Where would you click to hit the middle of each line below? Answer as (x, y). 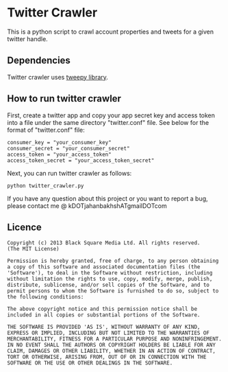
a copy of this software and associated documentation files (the (104, 267)
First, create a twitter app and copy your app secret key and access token (111, 115)
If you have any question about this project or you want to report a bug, (107, 198)
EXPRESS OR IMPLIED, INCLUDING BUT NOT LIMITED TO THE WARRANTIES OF (109, 333)
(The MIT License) (33, 249)
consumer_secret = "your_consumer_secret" (68, 148)
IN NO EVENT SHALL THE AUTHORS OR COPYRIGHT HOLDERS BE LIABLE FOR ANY (111, 345)
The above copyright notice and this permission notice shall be (102, 309)
